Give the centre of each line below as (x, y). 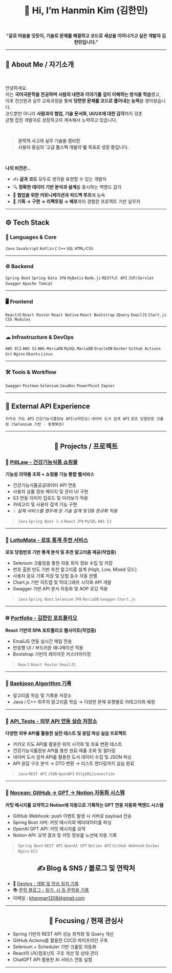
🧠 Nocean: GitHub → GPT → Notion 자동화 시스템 (65, 793)
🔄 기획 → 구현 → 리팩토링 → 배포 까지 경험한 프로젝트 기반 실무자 (77, 201)
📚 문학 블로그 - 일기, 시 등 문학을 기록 (51, 890)
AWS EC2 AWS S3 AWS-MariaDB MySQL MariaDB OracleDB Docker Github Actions (83, 349)
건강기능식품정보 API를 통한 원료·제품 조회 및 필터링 (64, 751)
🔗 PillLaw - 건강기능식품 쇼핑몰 (41, 462)
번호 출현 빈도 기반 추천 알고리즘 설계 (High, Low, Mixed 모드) (75, 569)
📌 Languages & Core (31, 237)
